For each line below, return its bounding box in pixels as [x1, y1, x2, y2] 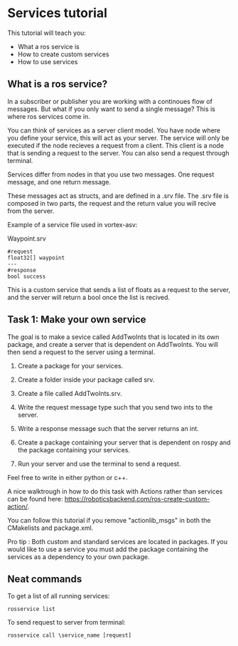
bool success [7, 273, 46, 280]
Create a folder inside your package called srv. [17, 375, 155, 384]
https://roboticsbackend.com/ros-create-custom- [64, 494, 210, 503]
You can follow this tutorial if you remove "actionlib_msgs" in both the [7, 516, 211, 524]
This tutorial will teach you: [7, 28, 87, 37]
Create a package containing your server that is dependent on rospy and [17, 438, 231, 447]
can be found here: [7, 494, 63, 503]
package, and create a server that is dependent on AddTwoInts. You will [7, 340, 218, 348]
